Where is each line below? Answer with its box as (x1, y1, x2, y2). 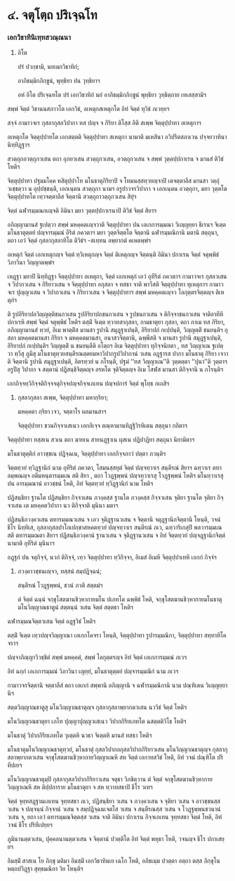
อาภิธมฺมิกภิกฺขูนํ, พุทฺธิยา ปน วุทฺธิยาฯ (17, 77, 100, 85)
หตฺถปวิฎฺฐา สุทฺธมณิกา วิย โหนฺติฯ (7, 864, 83, 873)
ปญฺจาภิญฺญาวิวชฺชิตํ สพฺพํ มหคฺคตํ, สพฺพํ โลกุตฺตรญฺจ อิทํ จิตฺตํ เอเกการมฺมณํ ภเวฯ (7, 653, 187, 661)
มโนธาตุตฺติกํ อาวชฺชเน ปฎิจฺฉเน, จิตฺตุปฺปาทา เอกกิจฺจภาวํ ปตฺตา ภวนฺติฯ (7, 449, 166, 458)
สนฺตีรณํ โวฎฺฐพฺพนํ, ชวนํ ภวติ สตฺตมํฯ (17, 581, 103, 590)
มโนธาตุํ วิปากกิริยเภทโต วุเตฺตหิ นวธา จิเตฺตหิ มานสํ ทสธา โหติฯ (7, 731, 152, 740)
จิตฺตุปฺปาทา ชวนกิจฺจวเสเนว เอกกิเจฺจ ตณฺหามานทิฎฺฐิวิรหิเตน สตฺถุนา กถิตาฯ (17, 421, 188, 430)
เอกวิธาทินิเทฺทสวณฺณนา (7, 32, 72, 42)
